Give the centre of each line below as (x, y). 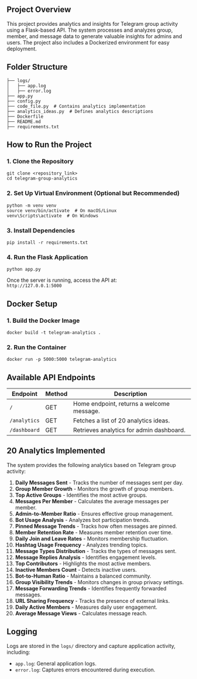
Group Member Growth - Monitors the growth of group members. (94, 489)
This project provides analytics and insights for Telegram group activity (92, 23)
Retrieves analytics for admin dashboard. (129, 430)
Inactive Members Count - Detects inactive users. (76, 569)
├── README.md (24, 122)
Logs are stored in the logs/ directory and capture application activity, (91, 646)
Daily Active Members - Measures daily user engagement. (86, 607)
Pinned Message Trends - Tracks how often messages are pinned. (96, 526)
